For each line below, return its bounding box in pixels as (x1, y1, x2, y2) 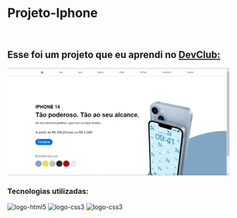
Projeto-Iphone (7, 5, 98, 21)
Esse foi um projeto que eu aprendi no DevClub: (7, 49, 221, 61)
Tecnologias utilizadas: (7, 186, 89, 196)
